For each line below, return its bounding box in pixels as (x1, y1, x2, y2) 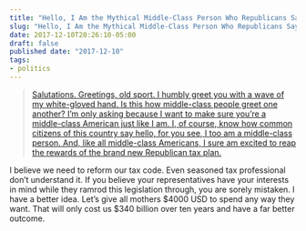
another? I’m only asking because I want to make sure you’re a (31, 108, 267, 119)
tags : (9, 55, 30, 65)
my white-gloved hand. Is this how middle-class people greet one (31, 98, 278, 109)
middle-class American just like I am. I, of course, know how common (31, 117, 293, 128)
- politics (9, 65, 51, 74)
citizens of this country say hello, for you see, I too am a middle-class (31, 127, 293, 138)
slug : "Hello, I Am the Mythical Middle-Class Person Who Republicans (9, 22, 283, 31)
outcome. (9, 213, 46, 224)
